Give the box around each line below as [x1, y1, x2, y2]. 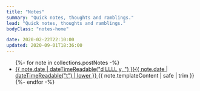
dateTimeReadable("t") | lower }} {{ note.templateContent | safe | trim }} [15, 72, 195, 79]
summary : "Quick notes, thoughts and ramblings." [6, 15, 135, 21]
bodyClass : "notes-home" [6, 25, 69, 32]
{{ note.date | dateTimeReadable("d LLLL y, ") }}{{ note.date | [15, 66, 168, 73]
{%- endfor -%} [15, 78, 55, 86]
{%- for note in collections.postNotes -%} [15, 59, 120, 66]
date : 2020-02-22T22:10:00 [6, 37, 75, 43]
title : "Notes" [6, 8, 45, 15]
